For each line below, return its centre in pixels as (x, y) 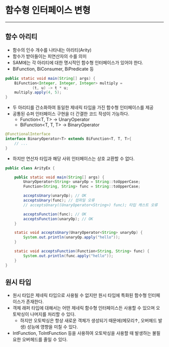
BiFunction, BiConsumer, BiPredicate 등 (53, 69)
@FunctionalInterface (28, 134)
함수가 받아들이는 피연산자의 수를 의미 (50, 56)
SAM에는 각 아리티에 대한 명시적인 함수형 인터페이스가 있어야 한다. (78, 62)
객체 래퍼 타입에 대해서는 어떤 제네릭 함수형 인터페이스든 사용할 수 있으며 (83, 308)
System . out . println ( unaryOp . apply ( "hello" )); (72, 237)
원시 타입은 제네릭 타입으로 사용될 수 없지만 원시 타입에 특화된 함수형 (79, 295)
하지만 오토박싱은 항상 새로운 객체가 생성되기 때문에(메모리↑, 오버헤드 (89, 321)
